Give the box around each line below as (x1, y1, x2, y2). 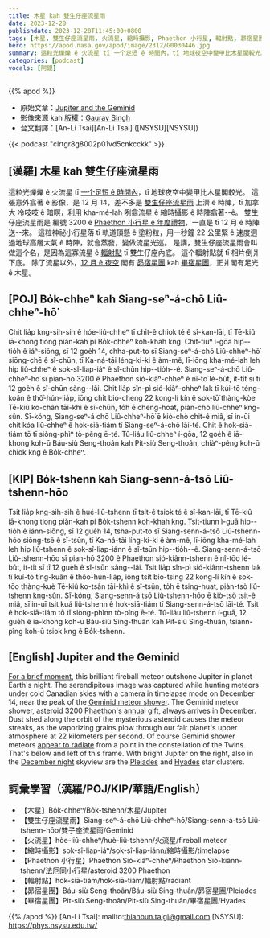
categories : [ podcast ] (8, 57, 84, 65)
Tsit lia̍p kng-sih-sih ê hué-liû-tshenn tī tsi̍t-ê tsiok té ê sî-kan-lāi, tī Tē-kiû (8, 508, 252, 517)
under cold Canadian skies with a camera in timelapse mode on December (8, 689, 255, 698)
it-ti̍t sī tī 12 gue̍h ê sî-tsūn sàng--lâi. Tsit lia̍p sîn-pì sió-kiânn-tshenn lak (22, 562, 261, 572)
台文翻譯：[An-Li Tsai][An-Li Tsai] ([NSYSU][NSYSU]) (19, 122, 199, 133)
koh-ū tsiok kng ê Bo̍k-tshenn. (24, 627, 125, 636)
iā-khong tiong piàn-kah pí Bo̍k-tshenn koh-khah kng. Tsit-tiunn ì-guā (8, 516, 239, 527)
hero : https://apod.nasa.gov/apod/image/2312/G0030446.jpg (8, 42, 211, 50)
